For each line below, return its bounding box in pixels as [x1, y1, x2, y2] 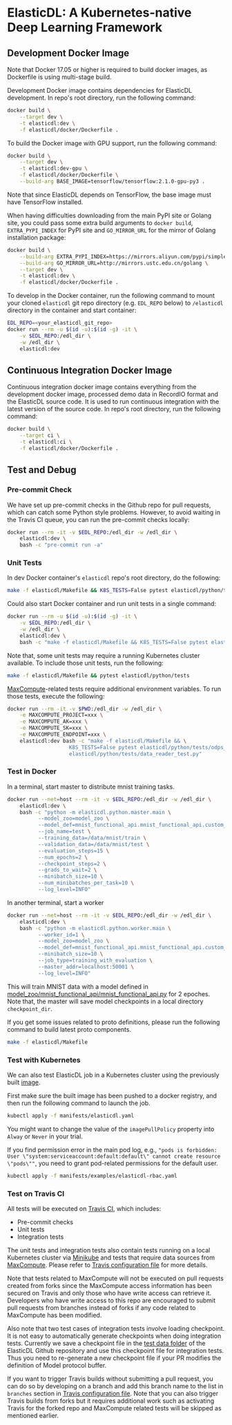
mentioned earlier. [7, 1411, 59, 1419]
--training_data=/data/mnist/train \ [37, 834, 147, 842]
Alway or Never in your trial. [7, 1132, 83, 1140]
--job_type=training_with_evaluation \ [37, 957, 153, 964]
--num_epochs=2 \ [37, 854, 88, 861]
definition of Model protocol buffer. [7, 1361, 107, 1369]
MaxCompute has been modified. [7, 1311, 102, 1319]
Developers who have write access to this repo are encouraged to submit [7, 1296, 216, 1305]
